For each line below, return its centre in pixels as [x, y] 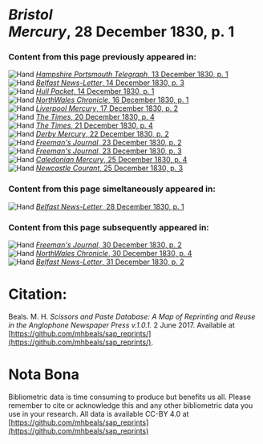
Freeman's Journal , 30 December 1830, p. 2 [109, 245]
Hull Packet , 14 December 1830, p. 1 [95, 92]
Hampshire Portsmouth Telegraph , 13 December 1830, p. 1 [132, 75]
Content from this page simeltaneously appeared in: [112, 189]
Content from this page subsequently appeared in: [109, 227]
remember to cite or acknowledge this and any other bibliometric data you [131, 405]
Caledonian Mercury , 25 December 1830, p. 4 [111, 160]
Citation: [38, 294]
